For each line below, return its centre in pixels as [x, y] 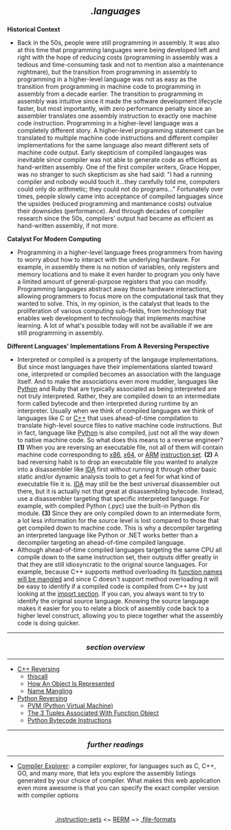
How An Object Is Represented [71, 683]
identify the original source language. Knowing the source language [113, 601]
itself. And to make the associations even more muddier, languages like [118, 382]
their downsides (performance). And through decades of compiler [110, 211]
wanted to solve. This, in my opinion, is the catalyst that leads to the [113, 304]
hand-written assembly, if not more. [68, 226]
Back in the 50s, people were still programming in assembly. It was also [118, 43]
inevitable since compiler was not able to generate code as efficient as [117, 160]
